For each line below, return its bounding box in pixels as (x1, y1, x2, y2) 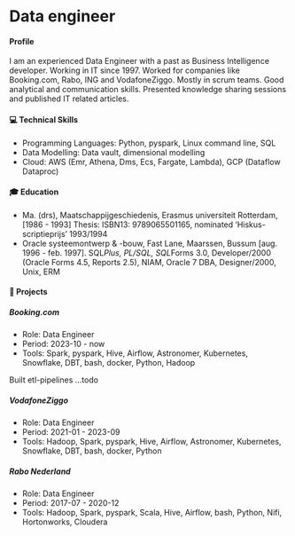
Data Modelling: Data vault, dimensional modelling (21, 146, 206, 157)
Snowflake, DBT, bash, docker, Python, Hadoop (21, 358, 196, 368)
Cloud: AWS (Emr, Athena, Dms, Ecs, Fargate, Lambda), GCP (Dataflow (21, 156, 281, 167)
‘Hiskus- (235, 219, 266, 230)
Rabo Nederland (9, 466, 71, 477)
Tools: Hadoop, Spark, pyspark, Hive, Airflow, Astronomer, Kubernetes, (21, 437, 282, 447)
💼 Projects (9, 287, 48, 297)
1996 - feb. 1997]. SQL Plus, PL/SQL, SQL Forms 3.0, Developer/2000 (21, 247, 272, 258)
